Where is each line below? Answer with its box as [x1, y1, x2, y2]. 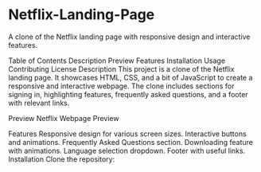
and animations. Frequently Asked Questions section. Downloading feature [8, 137, 253, 147]
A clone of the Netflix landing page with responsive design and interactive [8, 32, 251, 41]
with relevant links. [8, 98, 70, 107]
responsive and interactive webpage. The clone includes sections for [8, 81, 235, 91]
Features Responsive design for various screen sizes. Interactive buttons [8, 129, 247, 139]
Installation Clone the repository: [8, 154, 115, 164]
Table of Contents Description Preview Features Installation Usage [8, 56, 225, 65]
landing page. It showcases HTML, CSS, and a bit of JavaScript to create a [8, 72, 253, 82]
